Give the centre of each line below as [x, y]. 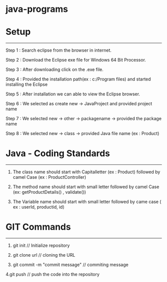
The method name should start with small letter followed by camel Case [86, 187]
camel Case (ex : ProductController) [49, 177]
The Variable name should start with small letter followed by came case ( [87, 202]
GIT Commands [38, 227]
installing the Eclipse [27, 84]
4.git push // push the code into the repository [53, 274]
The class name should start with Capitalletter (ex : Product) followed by [86, 172]
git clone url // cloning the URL [44, 255]
